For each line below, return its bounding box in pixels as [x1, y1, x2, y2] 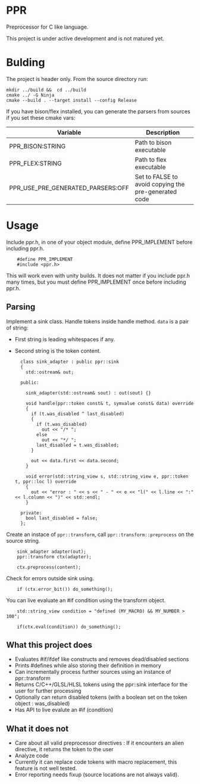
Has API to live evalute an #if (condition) [14, 707, 114, 714]
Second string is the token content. [14, 347, 101, 354]
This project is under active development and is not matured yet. [6, 35, 165, 42]
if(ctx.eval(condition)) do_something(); [17, 624, 121, 630]
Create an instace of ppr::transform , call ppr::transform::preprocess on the [6, 531, 194, 538]
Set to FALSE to [135, 172, 178, 181]
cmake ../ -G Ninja [6, 92, 55, 98]
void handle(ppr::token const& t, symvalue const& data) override [26, 400, 194, 406]
